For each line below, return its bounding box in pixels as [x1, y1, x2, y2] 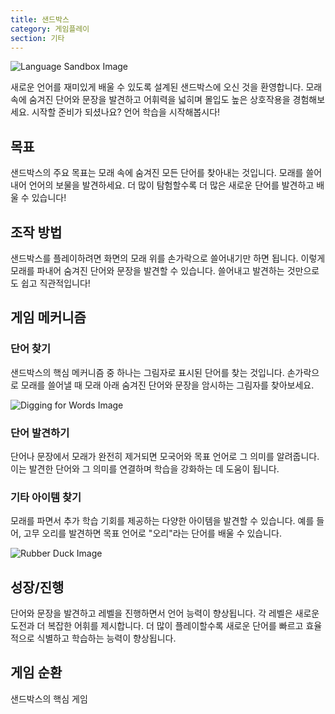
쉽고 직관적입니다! [20, 277, 91, 289]
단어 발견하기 [10, 426, 70, 440]
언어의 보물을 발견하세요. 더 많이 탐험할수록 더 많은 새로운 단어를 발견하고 [28, 179, 315, 191]
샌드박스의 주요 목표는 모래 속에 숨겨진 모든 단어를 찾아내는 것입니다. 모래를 [10, 167, 304, 179]
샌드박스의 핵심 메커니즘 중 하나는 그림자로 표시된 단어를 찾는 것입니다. [10, 366, 285, 378]
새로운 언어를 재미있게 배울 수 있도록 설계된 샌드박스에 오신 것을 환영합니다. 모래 [10, 81, 323, 93]
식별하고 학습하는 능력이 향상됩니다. [36, 632, 177, 645]
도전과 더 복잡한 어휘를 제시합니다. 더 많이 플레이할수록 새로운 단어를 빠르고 [10, 620, 304, 632]
